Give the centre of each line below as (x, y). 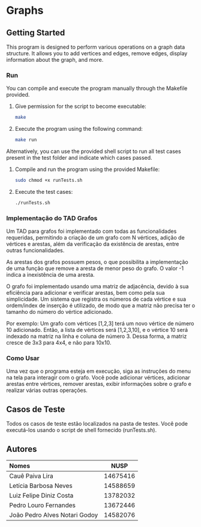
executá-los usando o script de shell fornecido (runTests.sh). (82, 430)
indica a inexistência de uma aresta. (50, 275)
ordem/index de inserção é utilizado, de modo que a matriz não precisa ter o (101, 306)
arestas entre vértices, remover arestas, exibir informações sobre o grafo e (99, 384)
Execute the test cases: (44, 191)
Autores (22, 449)
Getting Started (36, 33)
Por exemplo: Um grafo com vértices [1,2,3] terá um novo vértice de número (100, 324)
